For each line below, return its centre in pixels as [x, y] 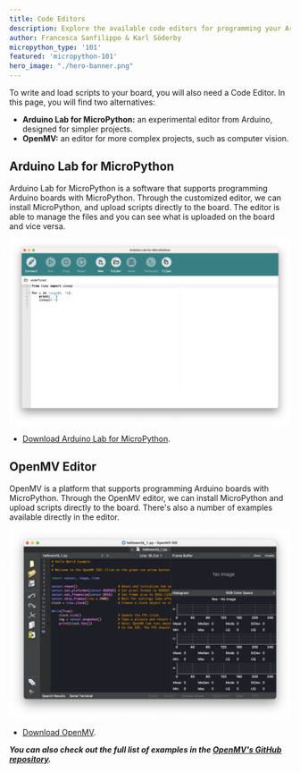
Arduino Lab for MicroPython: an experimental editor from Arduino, [147, 119]
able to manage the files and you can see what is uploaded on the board [142, 217]
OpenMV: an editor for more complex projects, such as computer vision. [155, 138]
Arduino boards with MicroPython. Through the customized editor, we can [146, 198]
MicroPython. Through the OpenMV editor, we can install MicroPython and [146, 497]
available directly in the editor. [64, 517]
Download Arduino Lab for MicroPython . [96, 439]
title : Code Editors [48, 19]
